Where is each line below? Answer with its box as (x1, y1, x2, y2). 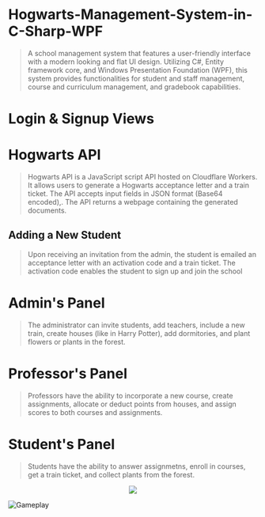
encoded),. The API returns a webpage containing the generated (27, 198, 239, 207)
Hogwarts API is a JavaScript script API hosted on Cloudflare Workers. (27, 172, 258, 182)
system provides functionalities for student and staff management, (27, 74, 245, 83)
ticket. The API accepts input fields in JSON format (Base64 (27, 189, 223, 198)
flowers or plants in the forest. (27, 337, 126, 346)
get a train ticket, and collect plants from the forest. (27, 470, 195, 479)
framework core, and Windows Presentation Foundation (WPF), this (27, 65, 248, 74)
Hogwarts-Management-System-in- (8, 6, 253, 24)
